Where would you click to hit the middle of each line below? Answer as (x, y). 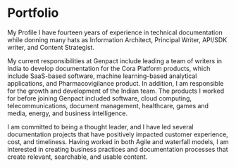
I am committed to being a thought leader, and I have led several (100, 127)
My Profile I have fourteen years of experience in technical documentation (115, 32)
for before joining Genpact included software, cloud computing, (100, 98)
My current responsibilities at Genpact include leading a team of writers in (114, 60)
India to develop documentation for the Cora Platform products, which (109, 68)
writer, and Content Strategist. (51, 47)
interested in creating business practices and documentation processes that (118, 149)
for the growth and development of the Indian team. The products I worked (116, 91)
